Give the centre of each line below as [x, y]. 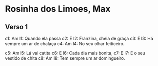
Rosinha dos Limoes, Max [58, 9]
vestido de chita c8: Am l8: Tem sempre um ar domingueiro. [65, 58]
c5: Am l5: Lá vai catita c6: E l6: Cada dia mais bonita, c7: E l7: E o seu [75, 53]
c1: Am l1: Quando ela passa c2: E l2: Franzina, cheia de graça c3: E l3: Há [79, 38]
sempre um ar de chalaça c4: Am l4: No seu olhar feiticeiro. [65, 44]
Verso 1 [17, 27]
